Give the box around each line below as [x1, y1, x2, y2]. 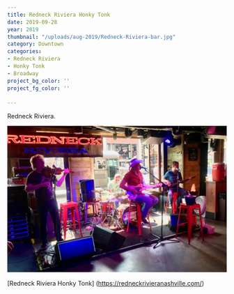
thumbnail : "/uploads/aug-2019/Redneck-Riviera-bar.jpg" [7, 33, 176, 40]
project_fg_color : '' [7, 84, 70, 92]
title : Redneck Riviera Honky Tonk [7, 11, 111, 18]
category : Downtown [7, 40, 64, 48]
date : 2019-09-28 [7, 18, 58, 26]
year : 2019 [7, 26, 39, 33]
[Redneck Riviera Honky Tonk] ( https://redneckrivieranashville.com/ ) [7, 279, 204, 287]
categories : [7, 48, 42, 55]
